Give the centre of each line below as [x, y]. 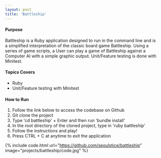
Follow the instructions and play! [45, 131]
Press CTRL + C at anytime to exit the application [61, 136]
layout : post [18, 9]
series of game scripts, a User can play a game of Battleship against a [75, 51]
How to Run [17, 99]
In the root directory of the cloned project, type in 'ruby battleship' [79, 126]
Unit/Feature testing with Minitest [46, 88]
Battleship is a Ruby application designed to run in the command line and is [80, 40]
